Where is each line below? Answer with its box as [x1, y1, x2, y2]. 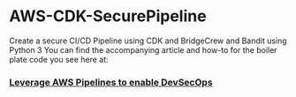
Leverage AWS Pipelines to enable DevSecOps [9, 76, 214, 88]
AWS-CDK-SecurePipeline [9, 6, 207, 26]
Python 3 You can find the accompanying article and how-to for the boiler [9, 44, 277, 55]
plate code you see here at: [9, 54, 109, 64]
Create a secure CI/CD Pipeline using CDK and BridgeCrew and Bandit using [9, 35, 287, 46]
